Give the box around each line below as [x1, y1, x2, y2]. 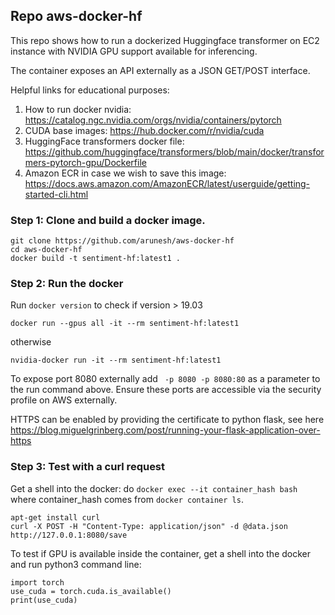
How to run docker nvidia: [24, 103, 132, 115]
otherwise [10, 336, 52, 348]
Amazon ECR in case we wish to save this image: [24, 167, 227, 179]
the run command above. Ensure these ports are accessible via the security [10, 384, 322, 396]
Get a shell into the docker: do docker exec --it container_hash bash [10, 482, 298, 494]
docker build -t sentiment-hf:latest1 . [10, 254, 182, 264]
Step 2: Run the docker [10, 277, 124, 291]
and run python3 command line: [10, 558, 142, 570]
